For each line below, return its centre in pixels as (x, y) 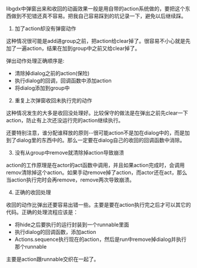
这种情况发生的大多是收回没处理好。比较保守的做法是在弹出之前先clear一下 (97, 113)
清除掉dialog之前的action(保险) (52, 73)
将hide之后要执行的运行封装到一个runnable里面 (72, 225)
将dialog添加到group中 (42, 88)
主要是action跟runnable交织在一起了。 (53, 259)
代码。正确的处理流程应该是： (42, 212)
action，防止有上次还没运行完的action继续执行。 (65, 120)
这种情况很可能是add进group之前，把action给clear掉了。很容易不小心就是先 (98, 41)
